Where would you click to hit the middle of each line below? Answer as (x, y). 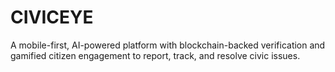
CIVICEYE (52, 17)
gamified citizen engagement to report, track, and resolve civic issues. (155, 55)
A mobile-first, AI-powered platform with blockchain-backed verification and (168, 45)
